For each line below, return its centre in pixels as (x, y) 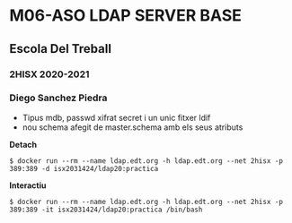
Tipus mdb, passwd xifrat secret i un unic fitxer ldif (116, 117)
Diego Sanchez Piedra (58, 98)
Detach (23, 144)
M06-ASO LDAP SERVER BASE (126, 16)
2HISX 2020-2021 (49, 74)
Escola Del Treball (61, 49)
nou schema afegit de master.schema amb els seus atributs (133, 127)
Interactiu (28, 185)
